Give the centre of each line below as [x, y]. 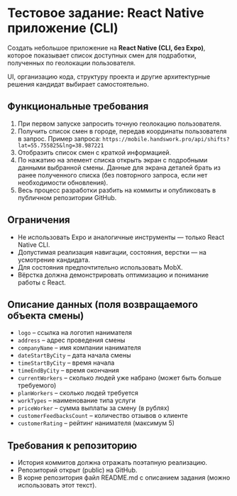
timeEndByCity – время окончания [68, 370]
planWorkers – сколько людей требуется [78, 393]
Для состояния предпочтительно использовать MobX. [100, 267]
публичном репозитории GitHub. [67, 197]
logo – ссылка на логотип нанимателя [75, 333]
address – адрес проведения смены [71, 340]
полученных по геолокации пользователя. [72, 62]
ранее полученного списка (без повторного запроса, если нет [112, 175]
